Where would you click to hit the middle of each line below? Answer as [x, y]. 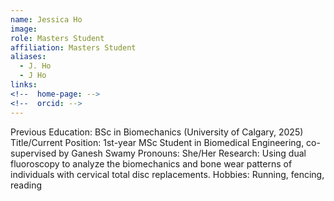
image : [24, 29]
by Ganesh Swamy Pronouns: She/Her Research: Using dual [182, 153]
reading [26, 185]
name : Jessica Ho [46, 19]
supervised [33, 153]
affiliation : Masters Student [73, 47]
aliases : [28, 57]
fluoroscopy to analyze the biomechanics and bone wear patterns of [151, 163]
